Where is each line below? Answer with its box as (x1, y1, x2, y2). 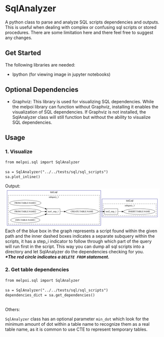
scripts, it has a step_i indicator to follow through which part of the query (5, 238, 152, 245)
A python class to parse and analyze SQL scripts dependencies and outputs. (5, 19, 160, 25)
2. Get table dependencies (5, 266, 70, 273)
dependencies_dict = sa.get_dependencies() (5, 292, 95, 297)
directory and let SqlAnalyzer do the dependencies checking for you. (5, 249, 144, 255)
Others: (5, 306, 21, 312)
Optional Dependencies (5, 86, 79, 94)
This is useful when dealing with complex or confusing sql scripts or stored (5, 24, 157, 30)
